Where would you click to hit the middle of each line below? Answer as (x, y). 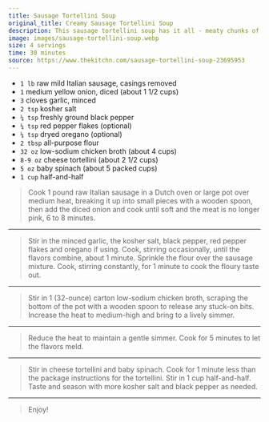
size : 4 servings (37, 46)
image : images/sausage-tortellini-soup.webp (84, 38)
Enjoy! (38, 409)
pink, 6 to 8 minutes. (62, 218)
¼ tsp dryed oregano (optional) (71, 134)
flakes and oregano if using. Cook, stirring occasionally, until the (134, 249)
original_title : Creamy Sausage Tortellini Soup (91, 23)
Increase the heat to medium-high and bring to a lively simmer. (131, 315)
